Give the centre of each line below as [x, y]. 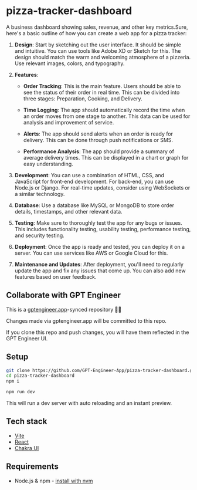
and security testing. [39, 235]
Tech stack [27, 422]
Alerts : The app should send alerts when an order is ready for [98, 134]
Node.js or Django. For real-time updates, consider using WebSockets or [102, 187]
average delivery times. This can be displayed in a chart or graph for [106, 157]
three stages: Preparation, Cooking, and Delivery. [83, 99]
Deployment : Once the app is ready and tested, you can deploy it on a [100, 246]
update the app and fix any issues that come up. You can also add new [100, 271]
